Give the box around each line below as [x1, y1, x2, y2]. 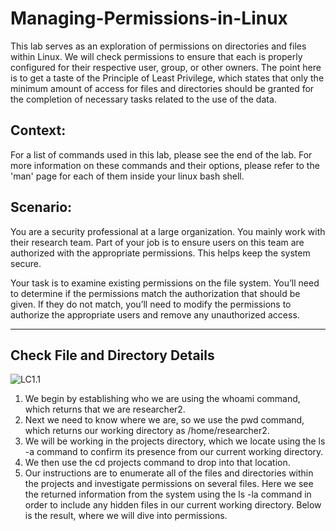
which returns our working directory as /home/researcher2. [24, 425, 270, 437]
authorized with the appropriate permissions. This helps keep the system [10, 247, 311, 259]
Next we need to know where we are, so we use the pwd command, [24, 414, 305, 426]
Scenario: [10, 199, 73, 216]
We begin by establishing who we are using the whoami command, [24, 393, 301, 405]
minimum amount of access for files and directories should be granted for [10, 82, 315, 94]
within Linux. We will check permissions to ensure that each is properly [10, 50, 303, 62]
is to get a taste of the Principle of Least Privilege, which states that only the [10, 72, 325, 84]
